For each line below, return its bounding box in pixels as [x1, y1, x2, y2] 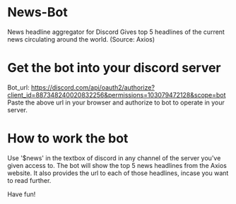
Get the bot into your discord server [7, 60, 221, 76]
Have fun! [7, 190, 36, 198]
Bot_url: [7, 83, 30, 92]
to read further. [7, 176, 52, 184]
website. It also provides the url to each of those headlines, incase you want [7, 169, 229, 177]
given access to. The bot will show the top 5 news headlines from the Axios [7, 161, 228, 169]
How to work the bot [7, 131, 129, 147]
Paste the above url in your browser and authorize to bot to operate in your [7, 98, 225, 107]
